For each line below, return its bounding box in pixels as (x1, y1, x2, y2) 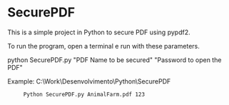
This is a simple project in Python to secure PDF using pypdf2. (7, 28, 190, 36)
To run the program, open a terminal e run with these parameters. (7, 41, 200, 50)
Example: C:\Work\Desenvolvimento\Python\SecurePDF (7, 76, 171, 86)
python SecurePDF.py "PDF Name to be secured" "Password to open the (7, 55, 222, 64)
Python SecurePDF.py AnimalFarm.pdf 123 (23, 91, 145, 98)
